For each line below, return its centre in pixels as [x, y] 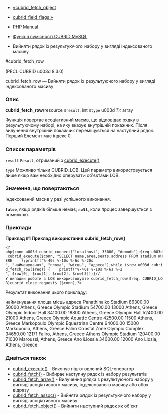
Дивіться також [26, 358]
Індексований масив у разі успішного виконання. [58, 199]
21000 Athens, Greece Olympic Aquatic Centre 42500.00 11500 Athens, [79, 318]
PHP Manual [25, 27]
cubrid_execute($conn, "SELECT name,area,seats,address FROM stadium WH [85, 256]
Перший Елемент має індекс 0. [38, 136]
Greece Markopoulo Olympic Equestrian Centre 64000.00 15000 [72, 323]
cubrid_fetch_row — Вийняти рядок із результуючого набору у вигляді [80, 81]
